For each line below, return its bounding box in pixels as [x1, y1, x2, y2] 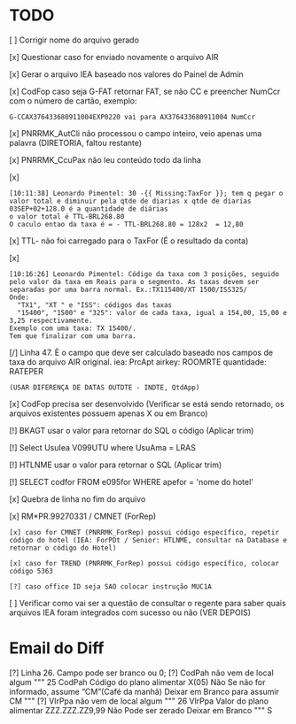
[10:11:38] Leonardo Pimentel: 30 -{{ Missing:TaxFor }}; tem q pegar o [9, 189, 284, 197]
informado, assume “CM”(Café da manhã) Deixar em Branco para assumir [9, 686, 279, 697]
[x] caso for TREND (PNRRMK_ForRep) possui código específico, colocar [9, 558, 279, 567]
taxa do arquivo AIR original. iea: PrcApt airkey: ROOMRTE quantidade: [9, 356, 268, 367]
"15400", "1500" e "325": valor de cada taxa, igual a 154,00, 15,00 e [17, 308, 288, 317]
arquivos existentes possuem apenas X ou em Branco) [9, 408, 208, 419]
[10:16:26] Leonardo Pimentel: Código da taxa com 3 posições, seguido [9, 269, 279, 279]
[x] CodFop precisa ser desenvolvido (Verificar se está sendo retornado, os [9, 398, 285, 409]
